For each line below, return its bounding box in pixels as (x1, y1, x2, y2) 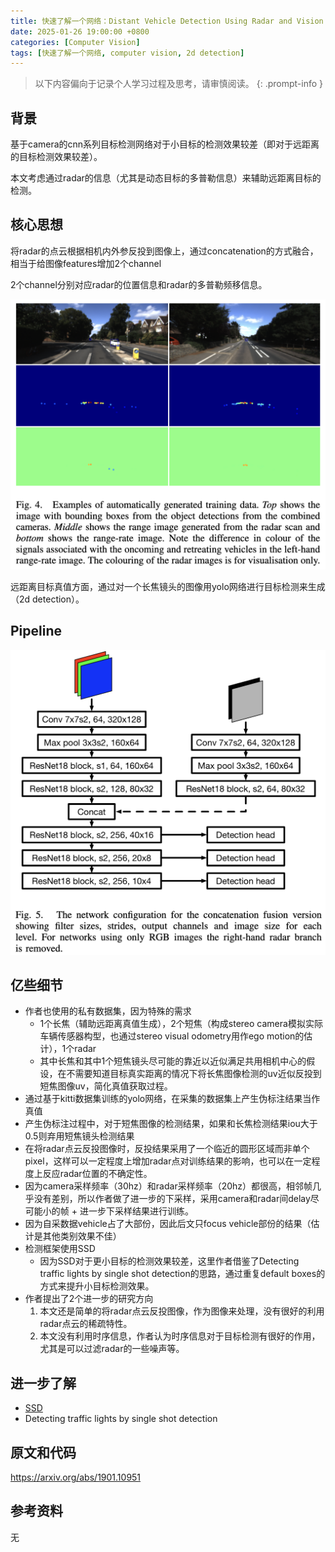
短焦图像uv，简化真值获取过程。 (39, 1080, 173, 1092)
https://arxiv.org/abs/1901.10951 (10, 1471, 142, 1484)
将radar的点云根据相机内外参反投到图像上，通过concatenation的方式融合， (10, 245, 319, 257)
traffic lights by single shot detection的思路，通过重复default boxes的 (39, 1268, 326, 1280)
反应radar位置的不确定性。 (42, 1168, 153, 1180)
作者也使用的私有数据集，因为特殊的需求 (24, 1005, 192, 1017)
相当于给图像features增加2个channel (10, 257, 162, 269)
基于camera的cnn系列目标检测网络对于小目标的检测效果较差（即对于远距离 (10, 138, 320, 150)
